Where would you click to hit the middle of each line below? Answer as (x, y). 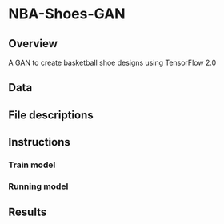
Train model (32, 165)
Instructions (39, 142)
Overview (33, 44)
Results (28, 212)
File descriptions (51, 115)
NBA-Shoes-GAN (67, 14)
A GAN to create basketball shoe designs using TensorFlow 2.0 (112, 62)
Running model (38, 186)
